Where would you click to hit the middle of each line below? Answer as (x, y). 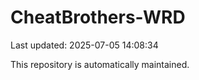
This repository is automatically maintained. (100, 64)
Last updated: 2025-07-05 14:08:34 (84, 45)
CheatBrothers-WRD (98, 17)
